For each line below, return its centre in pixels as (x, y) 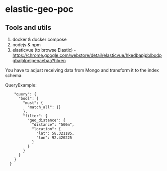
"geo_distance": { (46, 120)
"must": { (33, 103)
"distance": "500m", (53, 125)
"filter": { (36, 116)
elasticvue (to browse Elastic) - (44, 50)
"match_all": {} (44, 107)
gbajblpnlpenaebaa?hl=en (39, 60)
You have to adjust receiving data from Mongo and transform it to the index (82, 70)
